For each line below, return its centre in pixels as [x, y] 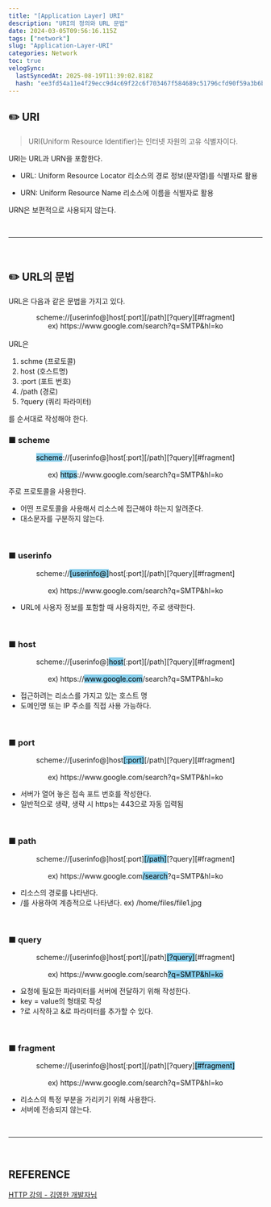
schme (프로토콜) [48, 361]
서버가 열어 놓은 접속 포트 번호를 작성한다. [85, 794]
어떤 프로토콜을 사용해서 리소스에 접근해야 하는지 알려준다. [112, 508]
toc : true [25, 61]
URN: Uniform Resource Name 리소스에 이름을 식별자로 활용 [117, 193]
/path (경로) [39, 391]
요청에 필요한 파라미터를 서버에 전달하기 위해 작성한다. [105, 991]
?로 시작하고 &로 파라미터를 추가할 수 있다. [86, 1011]
